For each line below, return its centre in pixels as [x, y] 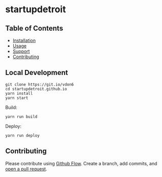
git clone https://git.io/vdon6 [39, 84]
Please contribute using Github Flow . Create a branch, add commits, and [81, 163]
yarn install [19, 93]
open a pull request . [26, 169]
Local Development [37, 73]
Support [21, 51]
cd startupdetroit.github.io [36, 89]
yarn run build [21, 117]
